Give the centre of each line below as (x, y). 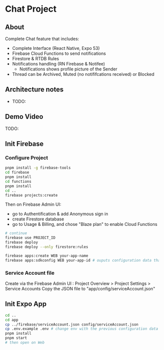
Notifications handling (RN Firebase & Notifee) (59, 64)
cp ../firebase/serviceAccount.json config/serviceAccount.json (72, 324)
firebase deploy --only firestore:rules (47, 247)
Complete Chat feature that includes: (42, 39)
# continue (16, 233)
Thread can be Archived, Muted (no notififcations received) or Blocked (83, 74)
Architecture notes (34, 90)
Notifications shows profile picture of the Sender (68, 69)
